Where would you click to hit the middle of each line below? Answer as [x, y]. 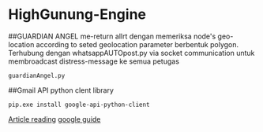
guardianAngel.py [37, 75]
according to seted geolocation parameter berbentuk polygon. [137, 44]
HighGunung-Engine [77, 15]
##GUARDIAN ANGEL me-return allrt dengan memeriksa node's [112, 36]
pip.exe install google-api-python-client [79, 104]
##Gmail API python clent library [61, 90]
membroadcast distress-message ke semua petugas [94, 61]
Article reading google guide [54, 119]
